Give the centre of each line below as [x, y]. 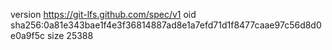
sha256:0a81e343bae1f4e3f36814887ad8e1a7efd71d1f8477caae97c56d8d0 [166, 25]
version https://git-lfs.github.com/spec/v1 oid [103, 14]
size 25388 [70, 35]
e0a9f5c [28, 35]
